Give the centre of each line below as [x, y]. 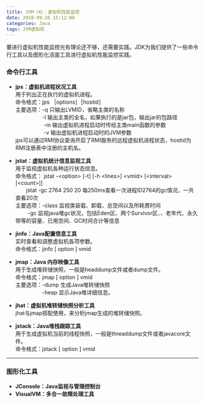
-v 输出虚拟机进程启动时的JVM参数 [88, 133]
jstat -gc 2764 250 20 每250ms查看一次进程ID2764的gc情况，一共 [110, 190]
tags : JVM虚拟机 [26, 29]
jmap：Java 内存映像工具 [47, 262]
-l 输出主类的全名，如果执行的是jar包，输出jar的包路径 [110, 117]
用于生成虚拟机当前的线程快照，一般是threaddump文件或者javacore [100, 333]
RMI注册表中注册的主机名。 [49, 148]
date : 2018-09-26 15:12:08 [41, 18]
